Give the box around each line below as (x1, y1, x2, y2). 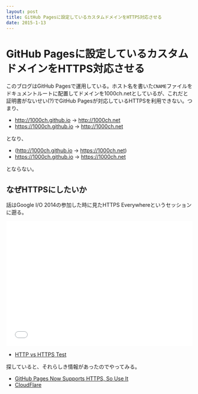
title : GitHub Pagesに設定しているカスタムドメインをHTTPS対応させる (6, 14, 163, 20)
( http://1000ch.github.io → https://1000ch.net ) (14, 147, 127, 154)
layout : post (6, 8, 38, 15)
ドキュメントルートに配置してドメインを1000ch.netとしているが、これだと (6, 90, 189, 97)
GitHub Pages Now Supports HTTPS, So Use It (14, 375, 129, 382)
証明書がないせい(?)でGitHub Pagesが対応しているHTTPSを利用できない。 (6, 97, 187, 104)
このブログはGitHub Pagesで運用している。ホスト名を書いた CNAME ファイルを (6, 82, 193, 89)
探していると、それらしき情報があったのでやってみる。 (6, 363, 141, 370)
